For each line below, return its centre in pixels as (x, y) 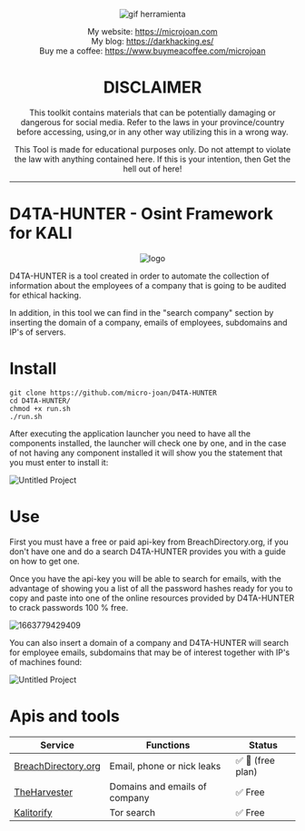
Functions (168, 745)
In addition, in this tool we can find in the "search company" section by (142, 312)
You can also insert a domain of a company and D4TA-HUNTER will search (149, 642)
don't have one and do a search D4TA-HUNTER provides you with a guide (148, 551)
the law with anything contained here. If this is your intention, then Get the (152, 159)
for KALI (41, 234)
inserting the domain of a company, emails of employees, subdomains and (148, 322)
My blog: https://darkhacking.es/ (152, 41)
